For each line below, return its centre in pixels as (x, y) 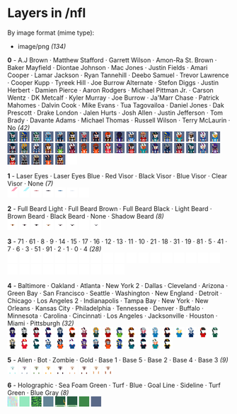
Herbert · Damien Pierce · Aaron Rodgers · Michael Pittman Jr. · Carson (110, 90)
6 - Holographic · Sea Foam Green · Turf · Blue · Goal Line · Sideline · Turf (114, 385)
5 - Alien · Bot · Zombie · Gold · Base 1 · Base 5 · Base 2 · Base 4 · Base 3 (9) (118, 360)
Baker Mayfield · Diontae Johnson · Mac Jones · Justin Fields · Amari (108, 67)
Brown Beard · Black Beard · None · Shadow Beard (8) (86, 216)
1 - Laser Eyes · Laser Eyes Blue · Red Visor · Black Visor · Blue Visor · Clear (117, 176)
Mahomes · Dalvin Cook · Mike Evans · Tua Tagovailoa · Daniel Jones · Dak (116, 105)
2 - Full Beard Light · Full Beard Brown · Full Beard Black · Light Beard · (110, 208)
